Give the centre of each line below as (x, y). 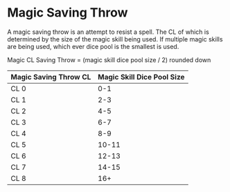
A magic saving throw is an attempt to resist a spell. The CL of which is (108, 32)
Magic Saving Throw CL (51, 77)
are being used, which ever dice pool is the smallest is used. (93, 46)
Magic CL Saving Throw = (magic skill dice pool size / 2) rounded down (109, 59)
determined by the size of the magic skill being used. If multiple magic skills (115, 39)
